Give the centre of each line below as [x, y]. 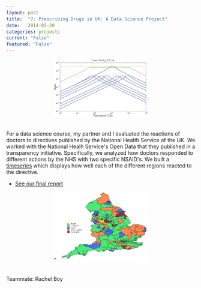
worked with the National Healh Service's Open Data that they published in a [101, 146]
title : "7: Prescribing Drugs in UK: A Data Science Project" [87, 19]
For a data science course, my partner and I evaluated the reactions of [93, 133]
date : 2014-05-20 [31, 25]
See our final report [39, 184]
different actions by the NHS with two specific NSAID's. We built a [88, 159]
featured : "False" [29, 44]
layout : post [22, 13]
